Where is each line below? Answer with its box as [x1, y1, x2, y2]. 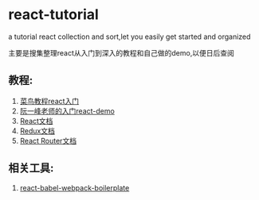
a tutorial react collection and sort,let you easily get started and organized [8, 32, 251, 41]
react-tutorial [8, 6, 100, 24]
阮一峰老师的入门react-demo [19, 106, 116, 116]
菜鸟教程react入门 [19, 96, 80, 106]
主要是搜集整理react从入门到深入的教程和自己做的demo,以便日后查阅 [8, 48, 235, 57]
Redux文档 [19, 125, 56, 136]
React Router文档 [19, 136, 77, 145]
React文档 [19, 116, 53, 125]
